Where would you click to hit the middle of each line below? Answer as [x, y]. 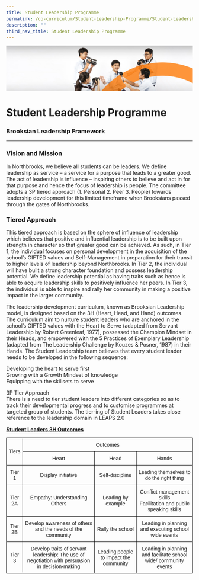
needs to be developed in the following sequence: [67, 357]
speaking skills [165, 509]
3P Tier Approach [28, 392]
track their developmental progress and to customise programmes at [90, 405]
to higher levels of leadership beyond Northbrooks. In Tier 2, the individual [97, 264]
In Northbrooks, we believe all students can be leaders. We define [86, 166]
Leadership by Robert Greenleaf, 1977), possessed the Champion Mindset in [99, 332]
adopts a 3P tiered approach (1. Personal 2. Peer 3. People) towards [89, 191]
